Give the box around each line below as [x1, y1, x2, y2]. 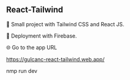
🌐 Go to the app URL [6, 44, 57, 51]
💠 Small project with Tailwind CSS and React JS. [6, 20, 125, 27]
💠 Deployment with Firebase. [6, 32, 78, 39]
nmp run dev [6, 67, 38, 74]
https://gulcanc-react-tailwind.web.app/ [6, 56, 105, 63]
